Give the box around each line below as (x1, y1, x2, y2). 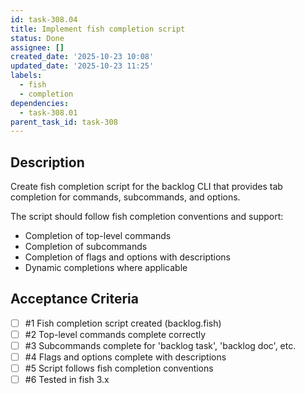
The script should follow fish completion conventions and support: (10, 211, 284, 223)
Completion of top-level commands (24, 230, 172, 242)
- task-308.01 (19, 107, 78, 118)
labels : (10, 71, 43, 81)
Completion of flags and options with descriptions (24, 251, 231, 263)
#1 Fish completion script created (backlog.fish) (24, 317, 222, 329)
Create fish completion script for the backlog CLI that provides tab (10, 181, 283, 193)
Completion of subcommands (24, 241, 148, 253)
